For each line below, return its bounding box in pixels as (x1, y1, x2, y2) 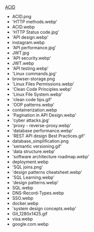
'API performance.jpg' (12, 45, 56, 50)
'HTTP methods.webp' (12, 19, 57, 24)
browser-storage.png (12, 76, 55, 82)
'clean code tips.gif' (12, 97, 52, 102)
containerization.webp (12, 107, 57, 113)
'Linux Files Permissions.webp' (12, 81, 75, 87)
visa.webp (12, 216, 33, 222)
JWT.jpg (12, 50, 29, 56)
